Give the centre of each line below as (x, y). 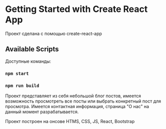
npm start (17, 73)
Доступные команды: (28, 61)
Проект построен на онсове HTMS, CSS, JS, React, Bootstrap (70, 121)
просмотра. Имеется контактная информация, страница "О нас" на (77, 106)
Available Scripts (32, 49)
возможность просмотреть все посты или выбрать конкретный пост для (83, 101)
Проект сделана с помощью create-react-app (54, 33)
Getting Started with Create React (77, 9)
